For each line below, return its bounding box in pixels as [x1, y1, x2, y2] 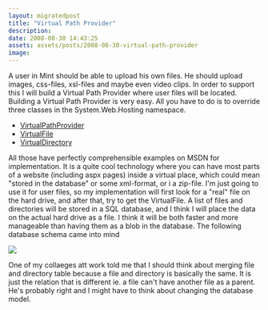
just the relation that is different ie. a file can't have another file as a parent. [8, 277, 256, 287]
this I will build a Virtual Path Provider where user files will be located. [8, 88, 238, 97]
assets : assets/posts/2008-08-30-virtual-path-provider [8, 42, 198, 50]
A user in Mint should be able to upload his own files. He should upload [8, 71, 243, 80]
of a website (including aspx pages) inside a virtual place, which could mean [8, 170, 260, 179]
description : [8, 26, 52, 34]
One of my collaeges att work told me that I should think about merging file [8, 260, 254, 269]
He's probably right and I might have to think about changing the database [8, 286, 254, 295]
